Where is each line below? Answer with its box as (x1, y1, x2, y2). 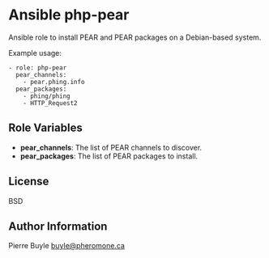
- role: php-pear (8, 63, 67, 72)
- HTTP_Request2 (23, 99, 79, 107)
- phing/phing (23, 91, 70, 100)
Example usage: (8, 48, 62, 57)
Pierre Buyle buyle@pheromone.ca (8, 241, 126, 251)
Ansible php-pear (8, 6, 130, 24)
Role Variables (8, 121, 83, 135)
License (8, 175, 49, 188)
